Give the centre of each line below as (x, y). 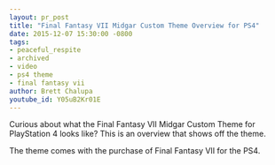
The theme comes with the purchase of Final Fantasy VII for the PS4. (135, 151)
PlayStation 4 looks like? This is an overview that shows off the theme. (137, 134)
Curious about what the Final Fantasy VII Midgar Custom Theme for (132, 124)
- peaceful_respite (45, 50)
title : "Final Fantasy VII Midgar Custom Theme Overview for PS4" (134, 26)
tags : (19, 42)
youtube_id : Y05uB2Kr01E (55, 99)
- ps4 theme (31, 75)
